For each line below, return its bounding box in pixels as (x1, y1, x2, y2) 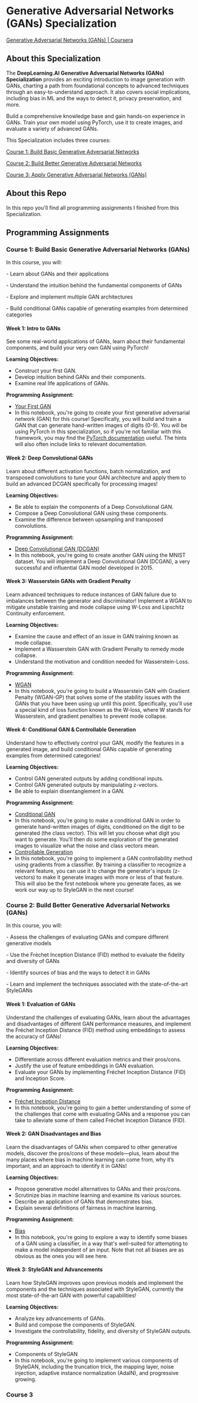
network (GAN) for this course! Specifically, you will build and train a (14, 416, 181, 423)
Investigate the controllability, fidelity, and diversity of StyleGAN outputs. (14, 1327, 192, 1334)
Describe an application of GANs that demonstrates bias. (14, 1198, 154, 1205)
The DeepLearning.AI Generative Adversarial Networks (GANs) (6, 69, 164, 77)
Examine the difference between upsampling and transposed (14, 515, 164, 523)
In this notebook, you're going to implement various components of (14, 1357, 179, 1364)
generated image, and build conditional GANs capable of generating (6, 746, 172, 753)
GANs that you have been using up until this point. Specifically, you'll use (14, 699, 193, 707)
